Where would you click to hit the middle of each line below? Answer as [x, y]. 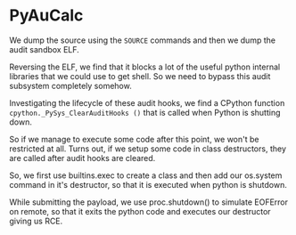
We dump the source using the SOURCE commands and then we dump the [143, 40]
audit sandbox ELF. [45, 49]
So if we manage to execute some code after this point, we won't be [134, 139]
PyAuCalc [46, 16]
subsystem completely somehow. [70, 85]
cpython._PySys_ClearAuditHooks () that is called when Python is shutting [145, 112]
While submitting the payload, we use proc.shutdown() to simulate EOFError [148, 202]
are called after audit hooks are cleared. [82, 158]
